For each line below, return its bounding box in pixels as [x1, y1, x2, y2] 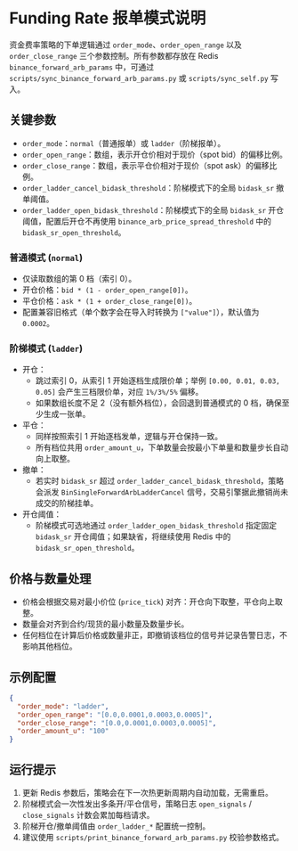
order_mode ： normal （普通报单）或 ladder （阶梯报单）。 [21, 137, 226, 148]
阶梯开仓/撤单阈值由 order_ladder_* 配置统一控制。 [21, 821, 211, 831]
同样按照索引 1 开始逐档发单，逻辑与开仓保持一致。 [35, 431, 223, 442]
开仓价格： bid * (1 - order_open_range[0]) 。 [21, 284, 193, 295]
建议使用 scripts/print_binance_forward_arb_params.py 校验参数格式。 [21, 832, 285, 843]
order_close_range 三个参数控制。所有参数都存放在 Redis [9, 50, 219, 61]
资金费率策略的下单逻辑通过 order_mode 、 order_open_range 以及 [9, 39, 243, 50]
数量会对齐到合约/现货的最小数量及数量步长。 [21, 618, 189, 629]
